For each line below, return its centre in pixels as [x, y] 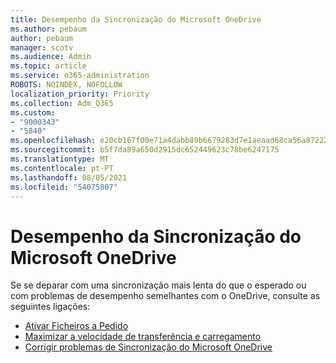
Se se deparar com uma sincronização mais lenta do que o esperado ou [158, 285]
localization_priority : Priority [80, 94]
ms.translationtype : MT [60, 159]
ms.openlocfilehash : [53, 141]
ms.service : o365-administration [80, 76]
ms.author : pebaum [48, 29]
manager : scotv [42, 47]
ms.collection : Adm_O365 [62, 103]
